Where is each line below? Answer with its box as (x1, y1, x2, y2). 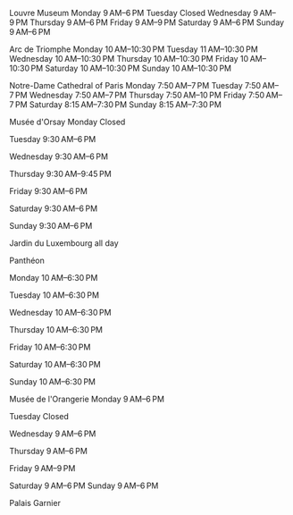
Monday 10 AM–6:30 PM (9, 273, 98, 283)
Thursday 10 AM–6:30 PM (9, 325, 103, 334)
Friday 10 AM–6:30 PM (9, 342, 91, 352)
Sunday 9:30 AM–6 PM (9, 221, 93, 231)
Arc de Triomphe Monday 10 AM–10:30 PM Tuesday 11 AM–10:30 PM (9, 44, 259, 55)
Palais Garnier (9, 498, 61, 508)
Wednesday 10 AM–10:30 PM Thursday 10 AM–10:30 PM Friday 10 (9, 54, 249, 63)
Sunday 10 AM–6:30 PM (9, 376, 96, 387)
